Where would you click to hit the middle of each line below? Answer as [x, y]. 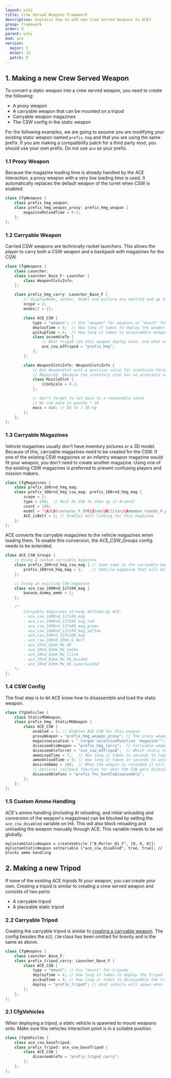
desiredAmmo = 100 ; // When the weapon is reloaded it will [99, 765]
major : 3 [19, 48]
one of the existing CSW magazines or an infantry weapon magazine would [84, 457]
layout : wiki [19, 10]
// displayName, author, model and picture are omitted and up [92, 299]
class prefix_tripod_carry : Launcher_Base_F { [65, 961]
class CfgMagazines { [28, 483]
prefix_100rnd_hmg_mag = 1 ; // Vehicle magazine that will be [94, 569]
